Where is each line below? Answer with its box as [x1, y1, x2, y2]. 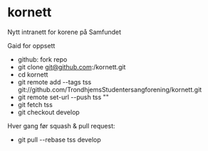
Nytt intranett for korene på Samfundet [7, 28, 122, 36]
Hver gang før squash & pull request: [7, 121, 115, 130]
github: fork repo [17, 55, 68, 64]
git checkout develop [17, 108, 80, 116]
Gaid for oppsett [7, 41, 56, 50]
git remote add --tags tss [17, 77, 92, 86]
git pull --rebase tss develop [17, 135, 101, 144]
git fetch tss [17, 100, 53, 108]
